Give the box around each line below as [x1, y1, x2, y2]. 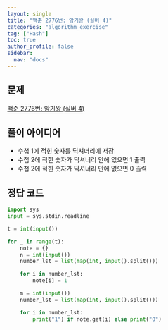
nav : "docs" [13, 56, 49, 63]
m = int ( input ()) [20, 290, 71, 297]
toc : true [7, 37, 37, 44]
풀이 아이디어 [7, 126, 61, 138]
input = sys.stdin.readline [7, 213, 90, 220]
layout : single [7, 10, 52, 18]
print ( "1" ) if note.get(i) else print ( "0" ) [32, 315, 162, 323]
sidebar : [7, 50, 33, 57]
